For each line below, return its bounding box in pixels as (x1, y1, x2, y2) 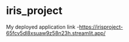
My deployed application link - (6, 23, 80, 30)
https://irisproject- (79, 23, 123, 30)
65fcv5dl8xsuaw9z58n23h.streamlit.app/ (6, 29, 106, 36)
